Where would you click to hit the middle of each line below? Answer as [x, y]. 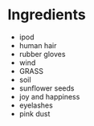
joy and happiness [49, 96]
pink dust [35, 113]
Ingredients [47, 15]
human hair [38, 45]
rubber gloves [42, 54]
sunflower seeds [47, 88]
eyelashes [36, 105]
